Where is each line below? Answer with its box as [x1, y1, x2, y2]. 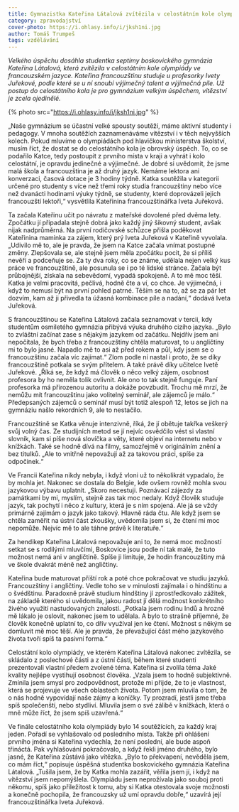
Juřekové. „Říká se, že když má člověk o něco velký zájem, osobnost [8, 368, 209, 377]
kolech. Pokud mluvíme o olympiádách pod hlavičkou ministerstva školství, [8, 136, 227, 146]
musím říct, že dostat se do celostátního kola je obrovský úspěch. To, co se [8, 144, 228, 153]
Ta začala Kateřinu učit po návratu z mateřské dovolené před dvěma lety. [8, 211, 222, 220]
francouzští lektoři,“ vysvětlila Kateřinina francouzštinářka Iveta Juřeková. [8, 197, 224, 206]
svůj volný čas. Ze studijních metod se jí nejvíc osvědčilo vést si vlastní [8, 427, 215, 435]
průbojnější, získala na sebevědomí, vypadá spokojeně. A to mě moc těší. [8, 271, 223, 280]
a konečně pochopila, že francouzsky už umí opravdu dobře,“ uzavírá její [8, 790, 221, 799]
